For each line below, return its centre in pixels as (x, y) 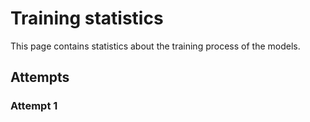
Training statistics (87, 18)
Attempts (40, 77)
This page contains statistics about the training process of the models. (155, 46)
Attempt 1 (34, 106)
